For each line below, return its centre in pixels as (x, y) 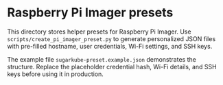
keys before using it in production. (56, 74)
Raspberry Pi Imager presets (90, 13)
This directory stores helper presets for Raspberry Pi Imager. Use (99, 32)
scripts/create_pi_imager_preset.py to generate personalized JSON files (111, 38)
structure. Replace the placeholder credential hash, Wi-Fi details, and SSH (112, 66)
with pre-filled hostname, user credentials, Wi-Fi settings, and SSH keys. (110, 46)
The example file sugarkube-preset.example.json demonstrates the (102, 59)
